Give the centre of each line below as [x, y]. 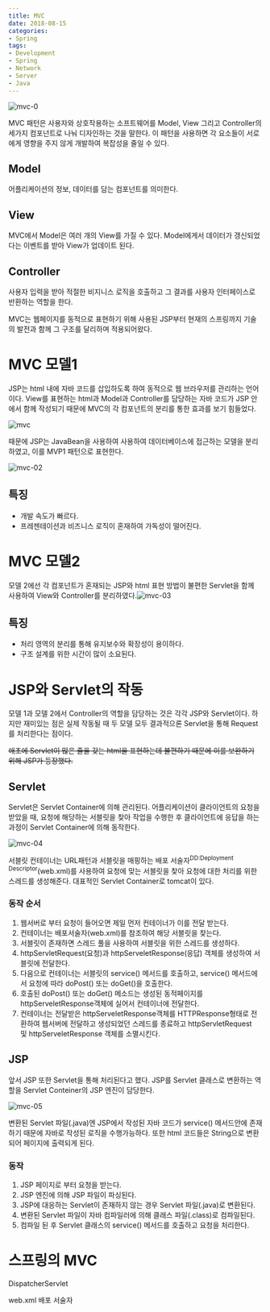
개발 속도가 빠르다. [49, 516]
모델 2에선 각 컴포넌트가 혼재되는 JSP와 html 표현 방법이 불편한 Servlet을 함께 [131, 585]
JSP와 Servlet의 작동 [76, 689]
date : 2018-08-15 [37, 23]
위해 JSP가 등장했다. [41, 761]
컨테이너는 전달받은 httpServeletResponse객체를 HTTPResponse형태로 [135, 1013]
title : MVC [27, 16]
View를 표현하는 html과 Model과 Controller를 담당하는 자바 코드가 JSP [137, 398]
